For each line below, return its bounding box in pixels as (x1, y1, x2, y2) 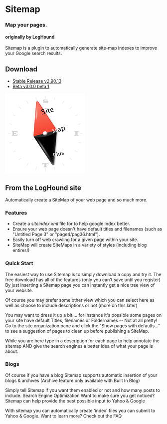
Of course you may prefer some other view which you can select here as (5, 297, 155, 303)
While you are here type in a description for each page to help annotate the (5, 337, 160, 344)
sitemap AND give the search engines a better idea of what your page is (5, 343, 153, 349)
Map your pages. (5, 22, 47, 29)
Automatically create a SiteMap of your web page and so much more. (5, 196, 148, 202)
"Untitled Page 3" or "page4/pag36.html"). (12, 232, 100, 238)
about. (5, 348, 18, 354)
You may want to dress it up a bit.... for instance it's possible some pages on (5, 312, 162, 318)
